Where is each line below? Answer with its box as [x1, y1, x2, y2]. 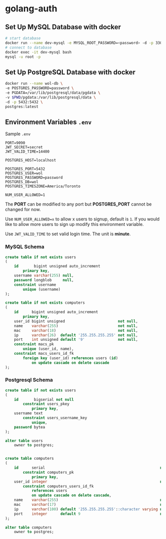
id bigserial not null [14, 397, 74, 402]
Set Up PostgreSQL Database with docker [5, 68, 136, 76]
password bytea [14, 425, 45, 430]
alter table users [5, 438, 43, 443]
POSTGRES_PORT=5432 [5, 166, 45, 171]
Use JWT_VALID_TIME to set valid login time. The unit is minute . [5, 231, 131, 237]
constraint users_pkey [23, 402, 70, 407]
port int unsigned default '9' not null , [14, 337, 138, 342]
